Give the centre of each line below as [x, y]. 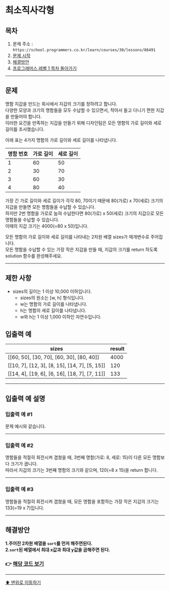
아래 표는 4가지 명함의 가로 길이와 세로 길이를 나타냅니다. [61, 140]
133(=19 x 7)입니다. [25, 508]
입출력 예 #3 [19, 489]
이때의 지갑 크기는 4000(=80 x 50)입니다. [47, 226]
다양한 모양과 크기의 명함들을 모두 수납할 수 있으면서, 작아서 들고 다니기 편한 [80, 110]
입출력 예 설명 [25, 398]
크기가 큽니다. [24, 464]
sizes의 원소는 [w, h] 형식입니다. [52, 298]
